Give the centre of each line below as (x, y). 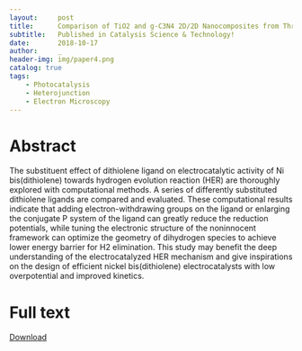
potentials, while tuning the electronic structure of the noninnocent (133, 228)
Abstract (43, 146)
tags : (19, 76)
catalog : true (36, 68)
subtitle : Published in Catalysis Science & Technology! (122, 34)
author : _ (36, 51)
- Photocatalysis (58, 85)
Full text (40, 312)
